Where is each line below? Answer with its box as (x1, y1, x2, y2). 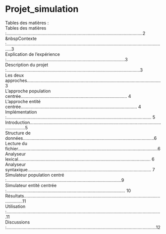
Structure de (5, 130, 31, 136)
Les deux (5, 72, 24, 78)
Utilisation (5, 203, 26, 209)
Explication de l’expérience (5, 51, 60, 57)
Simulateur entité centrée (5, 182, 57, 188)
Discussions (5, 219, 30, 225)
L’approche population (5, 88, 51, 94)
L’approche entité (5, 98, 41, 104)
